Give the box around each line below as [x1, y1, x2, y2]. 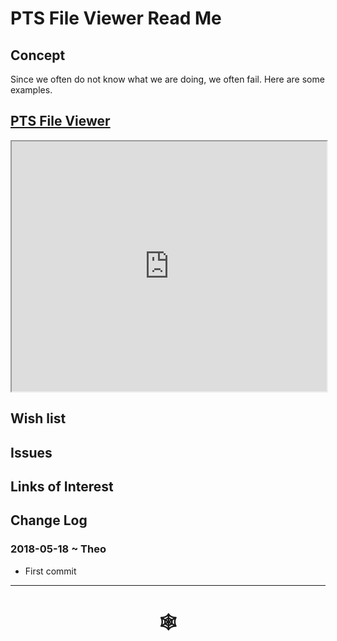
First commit [24, 565, 77, 577]
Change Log [10, 512, 88, 529]
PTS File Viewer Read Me [10, 7, 222, 30]
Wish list [10, 410, 67, 427]
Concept [10, 47, 66, 64]
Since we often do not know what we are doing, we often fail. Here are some [10, 73, 325, 85]
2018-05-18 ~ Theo [10, 542, 107, 556]
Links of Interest [10, 478, 114, 495]
